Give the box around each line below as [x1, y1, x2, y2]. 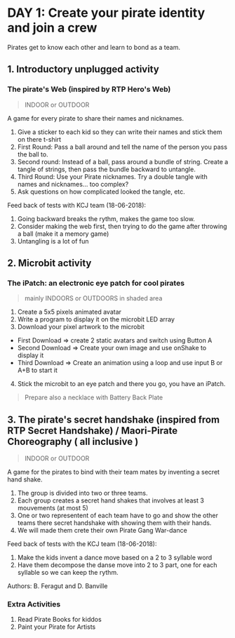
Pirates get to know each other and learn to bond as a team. [7, 43, 181, 51]
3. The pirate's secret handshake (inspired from [7, 413, 220, 425]
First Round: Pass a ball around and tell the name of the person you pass [17, 142, 228, 151]
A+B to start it [17, 366, 58, 375]
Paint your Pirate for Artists [17, 623, 96, 631]
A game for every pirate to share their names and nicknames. [7, 114, 184, 122]
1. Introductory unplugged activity [7, 63, 159, 75]
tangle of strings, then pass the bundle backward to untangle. [17, 165, 196, 173]
